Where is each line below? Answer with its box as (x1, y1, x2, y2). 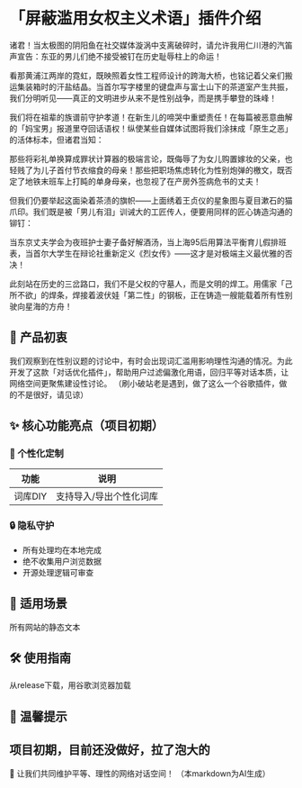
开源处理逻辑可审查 (22, 566, 94, 577)
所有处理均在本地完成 (22, 544, 102, 555)
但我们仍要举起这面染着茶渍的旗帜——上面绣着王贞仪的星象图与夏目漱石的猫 (9, 195, 293, 205)
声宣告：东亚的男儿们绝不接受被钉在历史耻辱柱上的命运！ (9, 50, 222, 61)
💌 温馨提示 (9, 709, 67, 724)
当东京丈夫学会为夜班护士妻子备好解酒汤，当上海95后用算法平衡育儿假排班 (9, 236, 287, 248)
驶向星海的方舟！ (9, 301, 73, 312)
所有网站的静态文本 (9, 621, 81, 632)
